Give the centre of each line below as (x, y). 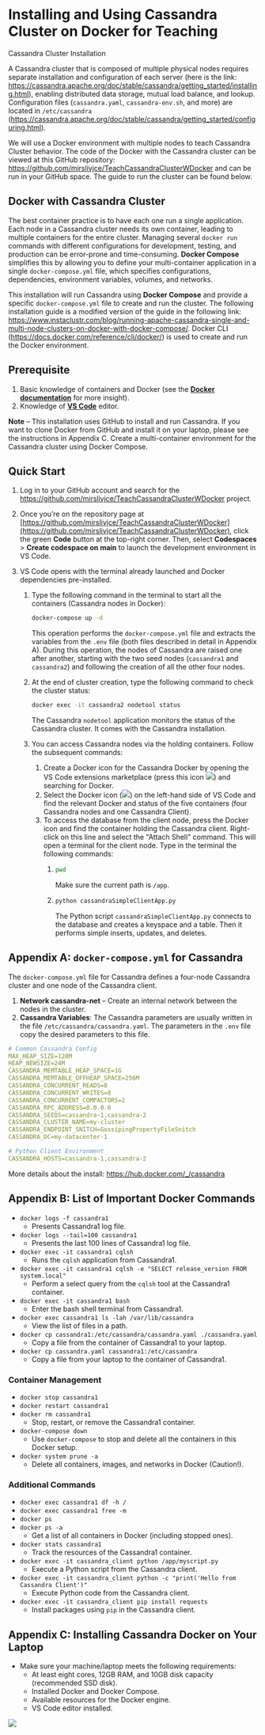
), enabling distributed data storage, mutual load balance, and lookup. (142, 93)
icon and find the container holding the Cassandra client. (136, 829)
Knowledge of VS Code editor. (69, 406)
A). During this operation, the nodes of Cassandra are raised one (137, 650)
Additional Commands (52, 1484)
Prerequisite (39, 370)
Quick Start (37, 471)
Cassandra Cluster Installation (57, 53)
